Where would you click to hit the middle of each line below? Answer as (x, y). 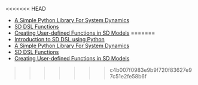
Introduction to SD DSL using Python (60, 39)
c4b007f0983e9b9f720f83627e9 (151, 70)
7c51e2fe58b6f (128, 76)
